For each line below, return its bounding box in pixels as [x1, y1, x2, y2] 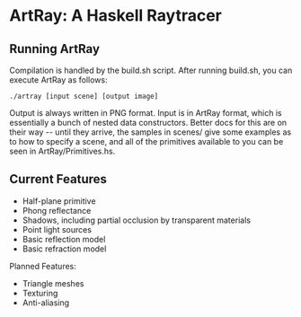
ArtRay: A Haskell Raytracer [9, 5, 222, 26]
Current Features [9, 172, 108, 187]
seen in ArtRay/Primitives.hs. [9, 145, 116, 156]
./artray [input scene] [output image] [9, 92, 159, 101]
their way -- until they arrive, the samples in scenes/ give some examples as [9, 127, 292, 137]
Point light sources [22, 224, 93, 234]
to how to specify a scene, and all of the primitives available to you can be [9, 136, 284, 146]
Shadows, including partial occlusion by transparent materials [22, 215, 252, 225]
